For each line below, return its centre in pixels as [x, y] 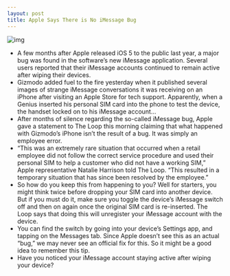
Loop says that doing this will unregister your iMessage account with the [119, 213]
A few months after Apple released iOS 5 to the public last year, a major [118, 53]
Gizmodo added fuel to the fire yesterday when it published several [112, 82]
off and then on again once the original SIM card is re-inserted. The [112, 206]
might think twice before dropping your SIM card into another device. [115, 192]
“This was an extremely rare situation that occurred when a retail [108, 148]
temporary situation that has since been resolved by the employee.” [113, 177]
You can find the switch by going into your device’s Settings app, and [115, 229]
